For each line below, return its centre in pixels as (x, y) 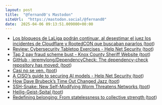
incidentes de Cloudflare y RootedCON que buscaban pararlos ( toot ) (84, 44)
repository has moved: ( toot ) (42, 65)
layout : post (19, 10)
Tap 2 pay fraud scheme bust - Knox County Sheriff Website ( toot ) (82, 55)
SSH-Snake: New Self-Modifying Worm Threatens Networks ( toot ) (81, 87)
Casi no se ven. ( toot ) (35, 71)
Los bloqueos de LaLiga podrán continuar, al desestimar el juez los (82, 38)
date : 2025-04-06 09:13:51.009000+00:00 (49, 24)
